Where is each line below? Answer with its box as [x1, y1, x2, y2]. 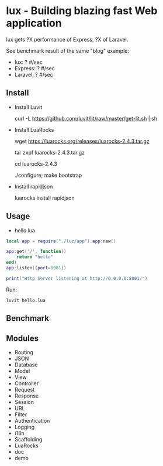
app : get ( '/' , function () [6, 249, 67, 255]
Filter [14, 411, 27, 418]
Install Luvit [14, 104, 43, 111]
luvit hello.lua [6, 297, 46, 303]
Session [14, 399, 34, 406]
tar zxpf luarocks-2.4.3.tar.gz [14, 149, 85, 156]
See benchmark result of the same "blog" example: [6, 47, 130, 54]
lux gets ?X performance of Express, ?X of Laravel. [6, 36, 129, 43]
